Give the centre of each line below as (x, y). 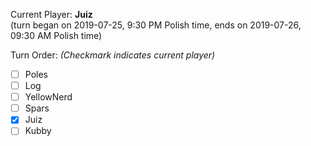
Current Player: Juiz (51, 14)
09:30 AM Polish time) (56, 35)
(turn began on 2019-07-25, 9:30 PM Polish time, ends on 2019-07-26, (156, 25)
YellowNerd (48, 97)
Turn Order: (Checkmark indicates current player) (113, 55)
